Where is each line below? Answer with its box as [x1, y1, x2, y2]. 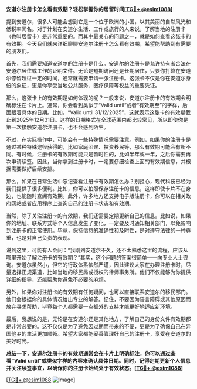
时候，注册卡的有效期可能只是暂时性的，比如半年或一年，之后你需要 [21, 151, 186, 158]
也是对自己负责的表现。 [16, 234, 73, 241]
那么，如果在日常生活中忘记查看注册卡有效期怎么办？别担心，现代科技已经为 [6, 178, 191, 185]
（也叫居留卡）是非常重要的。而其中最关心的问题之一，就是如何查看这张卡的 [6, 33, 191, 40]
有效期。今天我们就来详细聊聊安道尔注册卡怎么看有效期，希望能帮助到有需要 [6, 40, 191, 47]
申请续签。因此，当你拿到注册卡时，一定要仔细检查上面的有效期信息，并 [11, 158, 186, 165]
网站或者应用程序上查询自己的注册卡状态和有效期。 [11, 200, 135, 207]
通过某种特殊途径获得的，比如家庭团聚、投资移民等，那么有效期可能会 [6, 144, 176, 150]
